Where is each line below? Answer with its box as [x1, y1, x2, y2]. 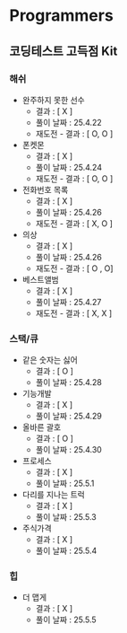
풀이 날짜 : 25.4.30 [35, 444, 103, 455]
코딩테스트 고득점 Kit [9, 43, 118, 58]
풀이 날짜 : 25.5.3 [35, 512, 97, 523]
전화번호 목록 [21, 184, 69, 195]
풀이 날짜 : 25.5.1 [35, 478, 95, 489]
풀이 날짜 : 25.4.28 [35, 377, 103, 388]
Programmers [9, 5, 114, 26]
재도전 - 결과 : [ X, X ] [35, 307, 113, 319]
